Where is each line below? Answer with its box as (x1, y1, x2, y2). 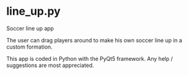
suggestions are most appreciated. (6, 61, 94, 69)
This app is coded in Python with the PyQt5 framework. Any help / (6, 55, 173, 62)
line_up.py (6, 4, 61, 18)
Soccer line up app (6, 25, 54, 32)
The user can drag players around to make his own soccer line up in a (6, 36, 182, 44)
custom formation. (6, 43, 53, 50)
